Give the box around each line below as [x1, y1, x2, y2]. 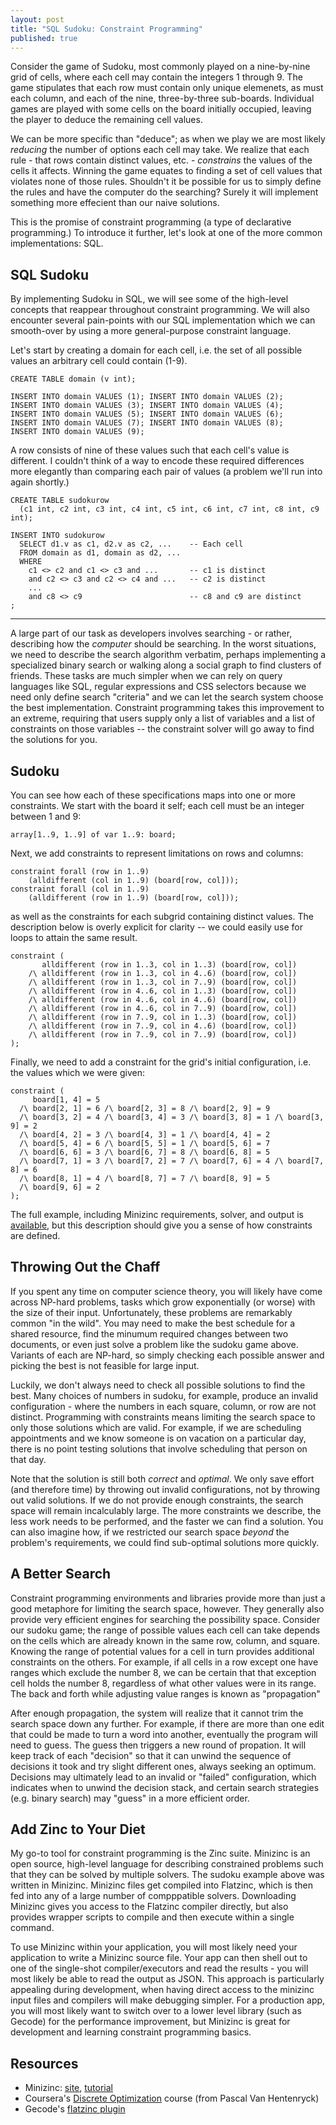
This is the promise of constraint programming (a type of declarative [10, 216, 292, 228]
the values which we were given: [10, 1067, 145, 1078]
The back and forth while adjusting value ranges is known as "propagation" [10, 1687, 321, 1700]
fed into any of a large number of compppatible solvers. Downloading [10, 1890, 297, 1902]
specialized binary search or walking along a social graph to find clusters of [10, 659, 322, 671]
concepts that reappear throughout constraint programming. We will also [10, 304, 310, 316]
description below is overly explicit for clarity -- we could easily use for [10, 921, 304, 933]
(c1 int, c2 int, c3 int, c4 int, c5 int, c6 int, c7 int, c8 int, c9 [19, 504, 320, 515]
